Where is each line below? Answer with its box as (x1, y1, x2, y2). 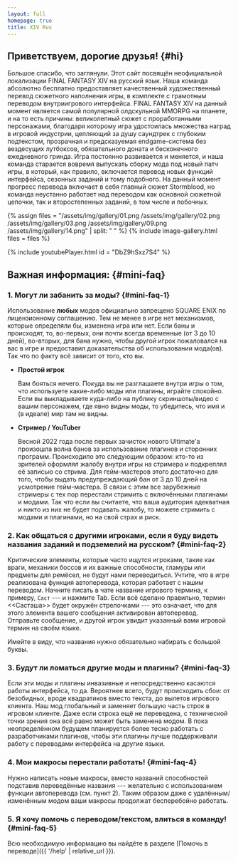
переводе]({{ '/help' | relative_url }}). (7, 847, 116, 856)
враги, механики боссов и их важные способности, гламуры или (7, 564, 205, 572)
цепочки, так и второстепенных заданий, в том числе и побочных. (7, 197, 210, 207)
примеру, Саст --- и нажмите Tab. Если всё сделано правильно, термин (7, 593, 226, 602)
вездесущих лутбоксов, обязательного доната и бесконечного (7, 145, 198, 153)
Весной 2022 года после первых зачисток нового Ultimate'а (17, 437, 200, 445)
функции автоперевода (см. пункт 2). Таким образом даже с (7, 789, 192, 797)
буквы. (7, 645, 28, 654)
